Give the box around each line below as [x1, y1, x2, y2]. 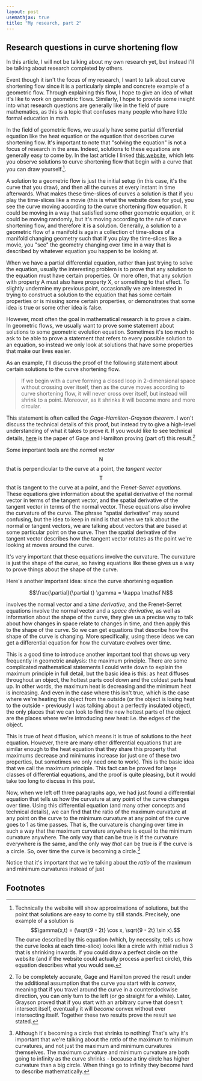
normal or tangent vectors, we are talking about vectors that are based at [6, 522, 188, 529]
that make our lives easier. [6, 347, 72, 355]
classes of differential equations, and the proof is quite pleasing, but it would [6, 771, 196, 778]
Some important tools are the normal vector [6, 446, 115, 453]
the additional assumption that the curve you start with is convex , [14, 979, 177, 987]
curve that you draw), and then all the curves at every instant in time [6, 183, 176, 191]
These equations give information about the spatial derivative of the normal [6, 490, 193, 497]
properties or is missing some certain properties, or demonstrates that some [6, 297, 195, 304]
